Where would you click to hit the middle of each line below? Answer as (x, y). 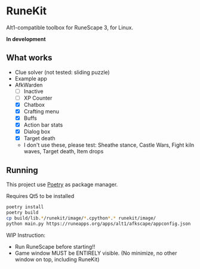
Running (22, 170)
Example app (31, 78)
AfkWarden (29, 85)
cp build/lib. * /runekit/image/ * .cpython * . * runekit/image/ (81, 218)
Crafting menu (41, 111)
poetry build (22, 212)
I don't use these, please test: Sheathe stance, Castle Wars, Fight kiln (109, 145)
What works (29, 58)
